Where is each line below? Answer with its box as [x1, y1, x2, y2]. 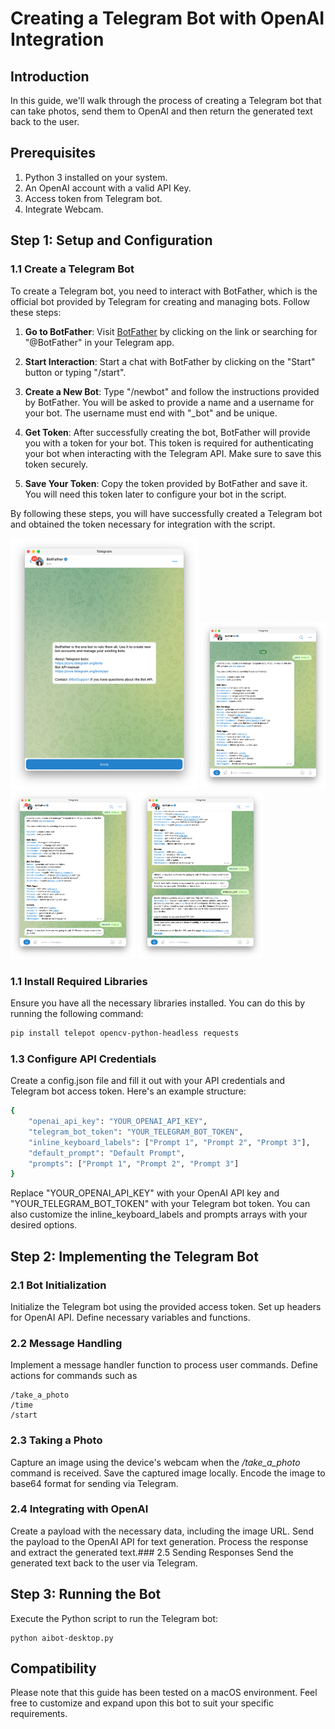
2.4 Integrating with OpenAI [10, 1502, 149, 1516]
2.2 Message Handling [10, 1336, 123, 1350]
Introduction [10, 68, 90, 85]
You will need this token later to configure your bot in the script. [24, 488, 287, 500]
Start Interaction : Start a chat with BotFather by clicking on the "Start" [24, 355, 316, 367]
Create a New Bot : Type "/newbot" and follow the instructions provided [24, 385, 320, 397]
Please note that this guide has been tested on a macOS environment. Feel [10, 1687, 318, 1699]
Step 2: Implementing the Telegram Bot [10, 1248, 259, 1265]
